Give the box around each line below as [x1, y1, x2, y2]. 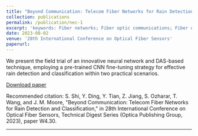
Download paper [6, 81, 47, 88]
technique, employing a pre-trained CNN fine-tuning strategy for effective [6, 63, 186, 70]
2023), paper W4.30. [6, 117, 57, 124]
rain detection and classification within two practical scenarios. [6, 70, 159, 77]
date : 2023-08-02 [6, 30, 49, 36]
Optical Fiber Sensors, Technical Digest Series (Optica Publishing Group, [6, 111, 183, 118]
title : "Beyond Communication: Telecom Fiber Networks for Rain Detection [6, 8, 194, 15]
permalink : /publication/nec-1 [6, 19, 83, 25]
